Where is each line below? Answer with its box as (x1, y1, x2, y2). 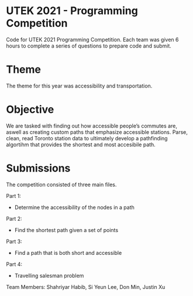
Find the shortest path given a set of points (14, 226, 119, 233)
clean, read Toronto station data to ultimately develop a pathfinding (6, 134, 168, 142)
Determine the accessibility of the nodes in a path (14, 204, 135, 211)
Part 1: (6, 192, 22, 199)
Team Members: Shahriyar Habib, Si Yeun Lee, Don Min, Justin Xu (6, 283, 166, 290)
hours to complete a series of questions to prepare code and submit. (6, 42, 171, 49)
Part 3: (6, 238, 22, 245)
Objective (6, 103, 54, 116)
